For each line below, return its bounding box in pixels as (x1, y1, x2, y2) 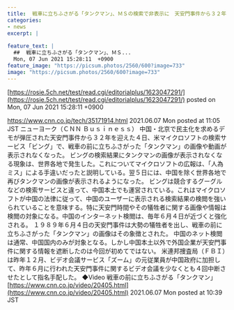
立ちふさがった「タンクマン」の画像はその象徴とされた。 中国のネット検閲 (7, 229, 223, 237)
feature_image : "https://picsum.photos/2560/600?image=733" (7, 62, 186, 69)
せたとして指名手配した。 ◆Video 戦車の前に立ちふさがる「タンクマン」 (7, 273, 217, 281)
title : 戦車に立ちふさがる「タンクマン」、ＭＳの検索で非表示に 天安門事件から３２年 (7, 10, 227, 17)
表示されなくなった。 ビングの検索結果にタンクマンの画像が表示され (7, 151, 204, 159)
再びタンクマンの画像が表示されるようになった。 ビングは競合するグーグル (7, 177, 223, 185)
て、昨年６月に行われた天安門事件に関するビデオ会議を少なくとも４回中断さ (7, 264, 226, 272)
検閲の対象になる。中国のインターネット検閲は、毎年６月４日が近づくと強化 (7, 212, 227, 220)
